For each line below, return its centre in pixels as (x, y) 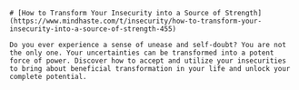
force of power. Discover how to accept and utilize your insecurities (148, 61)
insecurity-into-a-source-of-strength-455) (93, 29)
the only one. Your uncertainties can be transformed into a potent (142, 53)
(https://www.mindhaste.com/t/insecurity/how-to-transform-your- (135, 21)
